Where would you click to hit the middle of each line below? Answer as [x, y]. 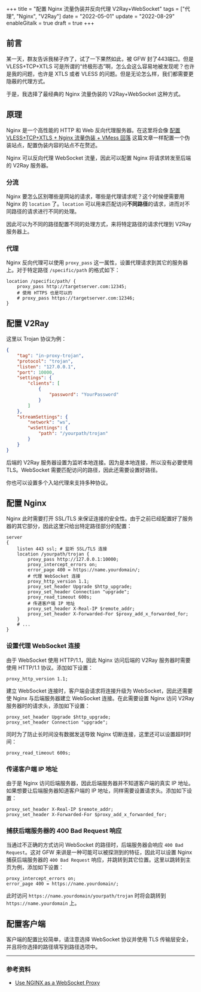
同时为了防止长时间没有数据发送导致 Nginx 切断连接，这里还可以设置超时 [96, 734]
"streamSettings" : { [42, 417]
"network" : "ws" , [49, 422]
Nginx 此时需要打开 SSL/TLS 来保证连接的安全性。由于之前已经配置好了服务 [100, 518]
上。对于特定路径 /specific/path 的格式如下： [63, 270]
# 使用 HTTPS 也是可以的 [45, 293]
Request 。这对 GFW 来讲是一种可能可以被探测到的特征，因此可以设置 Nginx [99, 852]
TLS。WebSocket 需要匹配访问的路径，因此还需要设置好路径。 [84, 470]
